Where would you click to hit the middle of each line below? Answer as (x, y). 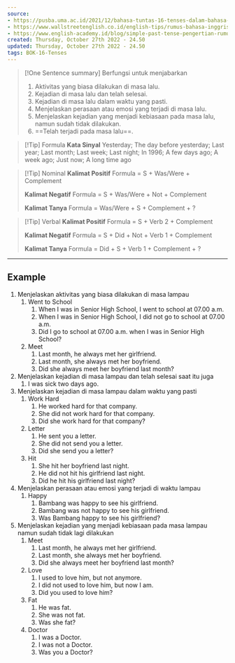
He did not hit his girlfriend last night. (92, 473)
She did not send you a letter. (80, 443)
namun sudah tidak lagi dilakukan (65, 533)
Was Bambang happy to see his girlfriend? (99, 518)
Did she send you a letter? (76, 450)
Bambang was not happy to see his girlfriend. (104, 510)
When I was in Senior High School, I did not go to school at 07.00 (131, 316)
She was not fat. (62, 615)
